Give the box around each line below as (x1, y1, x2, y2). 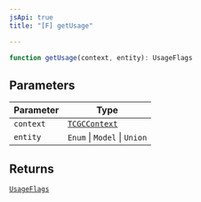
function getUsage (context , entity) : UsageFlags (9, 53, 193, 62)
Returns (9, 161, 55, 176)
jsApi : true (9, 12, 53, 22)
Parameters (9, 77, 76, 93)
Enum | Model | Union (67, 131, 148, 144)
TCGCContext (67, 119, 118, 129)
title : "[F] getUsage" (9, 21, 93, 30)
